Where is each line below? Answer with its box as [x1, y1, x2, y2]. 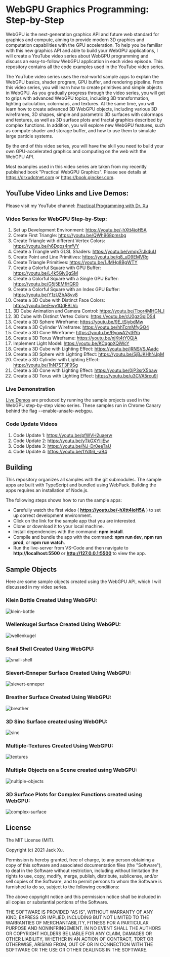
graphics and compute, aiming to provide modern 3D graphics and [6, 37, 145, 43]
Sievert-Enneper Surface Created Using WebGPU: [6, 670, 131, 677]
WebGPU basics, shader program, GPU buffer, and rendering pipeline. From [6, 79, 164, 85]
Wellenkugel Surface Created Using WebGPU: [6, 621, 121, 628]
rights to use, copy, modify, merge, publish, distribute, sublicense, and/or [6, 873, 158, 879]
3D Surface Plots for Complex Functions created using [6, 791, 142, 798]
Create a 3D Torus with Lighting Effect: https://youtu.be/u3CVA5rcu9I [13, 373, 158, 379]
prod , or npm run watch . [13, 539, 65, 545]
